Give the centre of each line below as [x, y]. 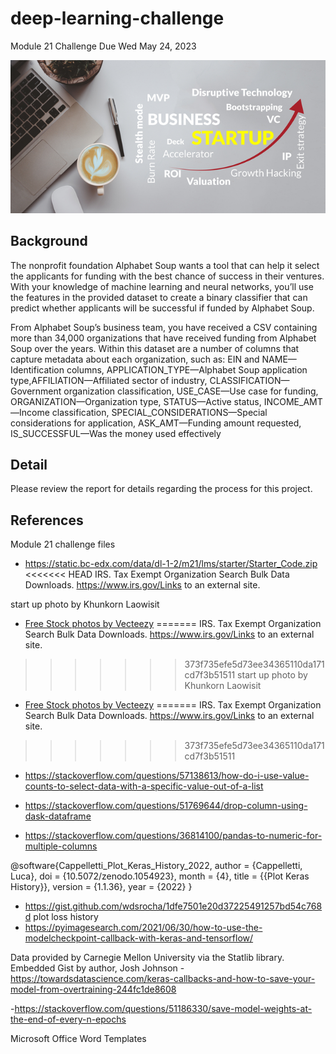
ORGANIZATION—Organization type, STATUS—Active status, [136, 401]
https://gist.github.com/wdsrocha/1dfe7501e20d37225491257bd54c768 [173, 906]
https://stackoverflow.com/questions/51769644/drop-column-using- [166, 806]
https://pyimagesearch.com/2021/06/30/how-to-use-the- [143, 928]
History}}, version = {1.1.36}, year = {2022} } [101, 887]
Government [36, 391]
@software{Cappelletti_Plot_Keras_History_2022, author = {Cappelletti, [156, 866]
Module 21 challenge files [63, 544]
